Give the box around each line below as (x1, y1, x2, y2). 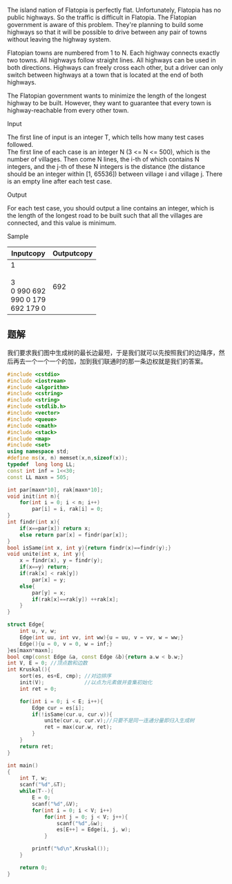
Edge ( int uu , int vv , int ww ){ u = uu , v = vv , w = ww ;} (19, 633, 184, 641)
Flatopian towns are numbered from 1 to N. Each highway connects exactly (7, 48, 220, 57)
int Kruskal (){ (7, 666, 51, 674)
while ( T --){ (19, 788, 54, 795)
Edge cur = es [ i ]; (32, 704, 85, 712)
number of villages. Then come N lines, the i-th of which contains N (7, 155, 200, 163)
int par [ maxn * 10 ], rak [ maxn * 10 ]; (7, 486, 104, 494)
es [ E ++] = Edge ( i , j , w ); (56, 827, 131, 833)
